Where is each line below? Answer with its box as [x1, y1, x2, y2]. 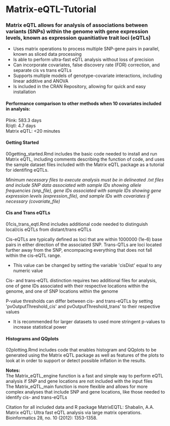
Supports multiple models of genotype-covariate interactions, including [13, 72, 162, 79]
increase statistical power [13, 324, 67, 330]
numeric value [13, 267, 43, 274]
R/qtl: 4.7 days [6, 123, 36, 129]
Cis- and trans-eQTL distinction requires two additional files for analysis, [6, 278, 157, 284]
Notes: [6, 367, 21, 373]
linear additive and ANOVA [13, 78, 69, 84]
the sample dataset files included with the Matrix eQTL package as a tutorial [6, 161, 164, 168]
